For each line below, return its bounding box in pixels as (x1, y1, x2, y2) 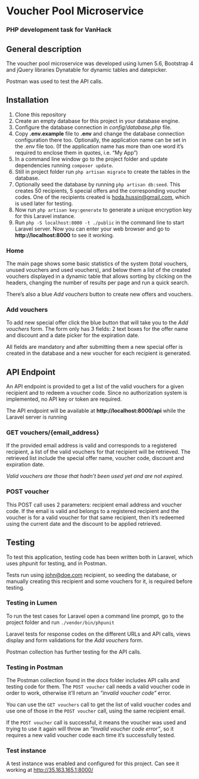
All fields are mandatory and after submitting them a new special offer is (6, 344, 183, 351)
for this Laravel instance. (14, 212, 76, 219)
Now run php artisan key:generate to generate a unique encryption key (14, 206, 192, 213)
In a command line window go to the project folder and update (14, 155, 168, 162)
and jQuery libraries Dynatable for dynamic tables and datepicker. (6, 66, 168, 73)
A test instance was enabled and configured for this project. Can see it (6, 760, 180, 767)
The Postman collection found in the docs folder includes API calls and (6, 677, 180, 684)
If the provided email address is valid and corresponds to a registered (6, 442, 177, 449)
